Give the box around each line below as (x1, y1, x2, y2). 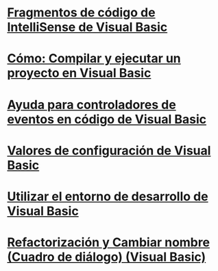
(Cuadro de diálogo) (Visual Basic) (7, 249, 206, 265)
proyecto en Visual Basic (7, 65, 152, 81)
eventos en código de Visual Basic (7, 111, 207, 127)
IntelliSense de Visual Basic (7, 19, 168, 35)
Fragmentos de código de (7, 5, 156, 21)
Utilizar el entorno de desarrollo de (7, 189, 208, 204)
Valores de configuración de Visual (7, 143, 211, 158)
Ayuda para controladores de (7, 97, 176, 113)
